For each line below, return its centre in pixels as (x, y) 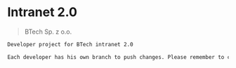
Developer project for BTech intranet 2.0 (70, 44)
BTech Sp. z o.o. (48, 32)
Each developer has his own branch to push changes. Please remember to (116, 57)
